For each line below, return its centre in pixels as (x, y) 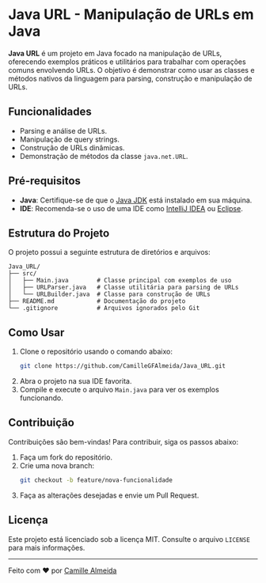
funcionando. (41, 398)
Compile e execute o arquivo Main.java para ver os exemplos (119, 390)
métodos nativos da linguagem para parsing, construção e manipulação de (130, 78)
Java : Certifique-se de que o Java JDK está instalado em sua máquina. (136, 200)
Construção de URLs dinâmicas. (72, 147)
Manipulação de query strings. (70, 139)
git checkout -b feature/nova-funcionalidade (96, 480)
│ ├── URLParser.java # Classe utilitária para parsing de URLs (123, 288)
